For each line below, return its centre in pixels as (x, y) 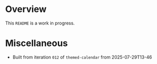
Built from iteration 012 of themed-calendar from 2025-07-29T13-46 (82, 57)
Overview (26, 9)
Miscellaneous (36, 43)
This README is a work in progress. (40, 23)
